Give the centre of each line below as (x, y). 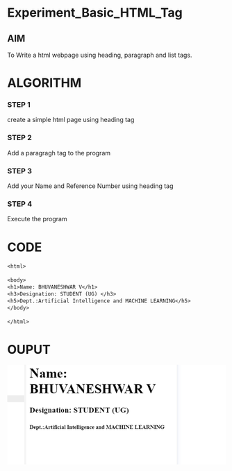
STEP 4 (20, 204)
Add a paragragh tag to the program (59, 153)
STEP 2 (20, 138)
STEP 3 (20, 171)
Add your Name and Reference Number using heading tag (90, 186)
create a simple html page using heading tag (71, 120)
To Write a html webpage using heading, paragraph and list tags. (100, 55)
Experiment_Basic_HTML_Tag (95, 13)
